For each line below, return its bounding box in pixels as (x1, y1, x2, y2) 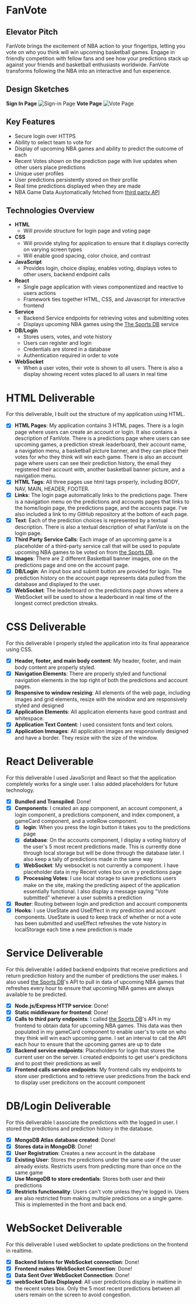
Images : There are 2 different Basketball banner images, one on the (14, 555, 178, 562)
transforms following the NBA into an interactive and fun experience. (6, 67, 171, 74)
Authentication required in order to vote (23, 352, 119, 359)
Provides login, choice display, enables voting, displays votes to (23, 265, 177, 272)
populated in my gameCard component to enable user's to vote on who (14, 1028, 187, 1035)
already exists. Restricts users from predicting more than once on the (14, 1163, 182, 1170)
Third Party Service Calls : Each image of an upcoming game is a (14, 536, 172, 543)
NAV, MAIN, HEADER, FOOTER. (14, 485, 90, 492)
